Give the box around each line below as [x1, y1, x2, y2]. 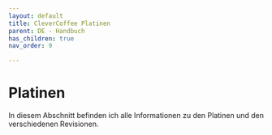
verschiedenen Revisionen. [8, 119, 99, 129]
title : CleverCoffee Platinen [8, 19, 111, 27]
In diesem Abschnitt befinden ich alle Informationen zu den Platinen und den [8, 111, 264, 120]
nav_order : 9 [8, 42, 53, 50]
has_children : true [8, 34, 75, 43]
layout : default [8, 11, 63, 20]
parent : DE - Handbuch [8, 27, 85, 35]
